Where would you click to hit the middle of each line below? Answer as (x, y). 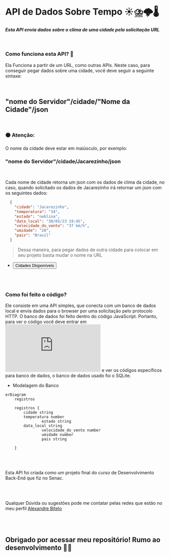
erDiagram (16, 395)
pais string (54, 439)
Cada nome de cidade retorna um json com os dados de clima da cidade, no (85, 182)
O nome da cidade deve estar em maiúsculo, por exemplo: (66, 148)
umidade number (57, 435)
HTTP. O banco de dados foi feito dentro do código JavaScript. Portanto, (81, 317)
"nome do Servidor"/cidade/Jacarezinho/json (63, 161)
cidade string (38, 413)
